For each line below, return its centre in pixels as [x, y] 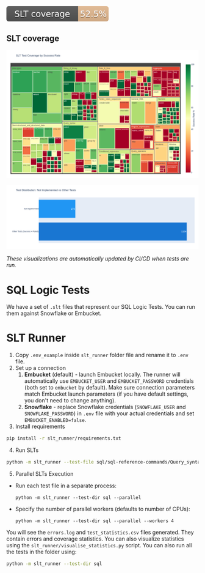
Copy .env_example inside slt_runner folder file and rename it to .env [102, 355]
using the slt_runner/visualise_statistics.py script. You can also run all [99, 545]
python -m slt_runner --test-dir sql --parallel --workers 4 [95, 521]
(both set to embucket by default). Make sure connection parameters [110, 388]
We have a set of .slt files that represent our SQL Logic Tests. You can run [101, 307]
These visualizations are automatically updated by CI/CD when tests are [98, 259]
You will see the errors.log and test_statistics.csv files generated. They [100, 532]
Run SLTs [27, 450]
